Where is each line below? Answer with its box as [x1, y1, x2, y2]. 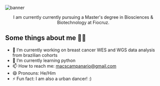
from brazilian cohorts [12, 52, 58, 58]
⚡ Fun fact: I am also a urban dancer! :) [12, 76, 92, 82]
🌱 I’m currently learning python [12, 57, 76, 63]
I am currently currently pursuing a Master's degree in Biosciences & [13, 14, 154, 20]
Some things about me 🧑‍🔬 [5, 34, 87, 42]
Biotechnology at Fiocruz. [56, 20, 110, 25]
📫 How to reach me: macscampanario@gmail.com [12, 63, 116, 69]
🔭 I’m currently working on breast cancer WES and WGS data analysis [12, 47, 155, 53]
